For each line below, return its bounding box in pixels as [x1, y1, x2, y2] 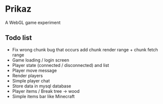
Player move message [12, 67, 57, 73]
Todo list [5, 34, 32, 42]
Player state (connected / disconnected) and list [12, 62, 109, 68]
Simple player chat [12, 78, 50, 83]
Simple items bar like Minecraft [12, 93, 75, 99]
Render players [12, 72, 43, 79]
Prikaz [5, 3, 32, 15]
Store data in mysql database [12, 83, 71, 89]
